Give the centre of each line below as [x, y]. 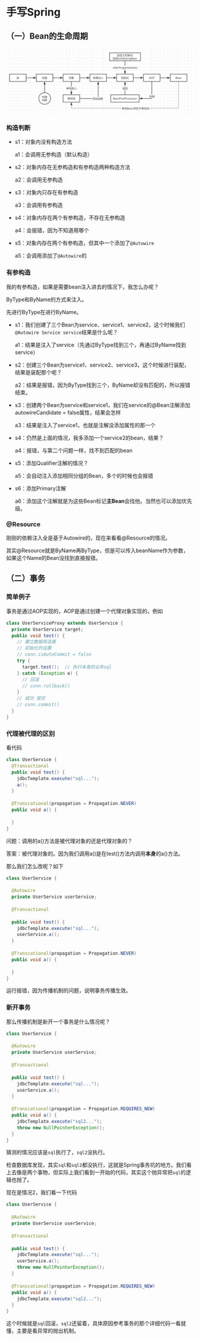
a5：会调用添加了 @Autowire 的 [51, 256]
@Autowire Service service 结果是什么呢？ [66, 332]
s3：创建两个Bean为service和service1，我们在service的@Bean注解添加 [102, 405]
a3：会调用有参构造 [39, 205]
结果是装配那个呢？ [38, 372]
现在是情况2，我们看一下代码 [42, 1192]
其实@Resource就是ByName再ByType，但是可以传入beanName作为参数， [97, 550]
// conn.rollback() [46, 686]
